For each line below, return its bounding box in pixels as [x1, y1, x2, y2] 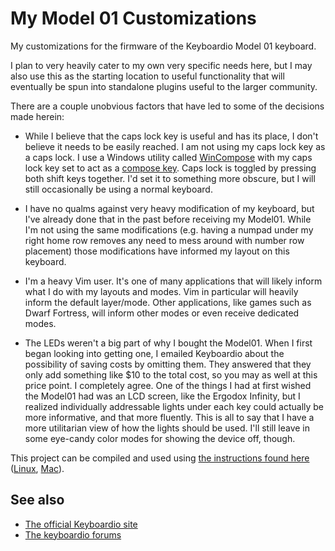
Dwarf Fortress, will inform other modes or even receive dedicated [24, 307, 300, 319]
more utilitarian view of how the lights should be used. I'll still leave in [24, 422, 311, 434]
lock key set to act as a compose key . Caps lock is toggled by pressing [24, 162, 317, 174]
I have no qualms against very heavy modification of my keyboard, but [24, 202, 315, 214]
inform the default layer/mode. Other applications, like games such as [24, 296, 312, 308]
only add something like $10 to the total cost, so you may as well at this [24, 368, 318, 381]
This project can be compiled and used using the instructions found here [10, 452, 310, 464]
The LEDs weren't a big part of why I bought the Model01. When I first [24, 337, 313, 349]
